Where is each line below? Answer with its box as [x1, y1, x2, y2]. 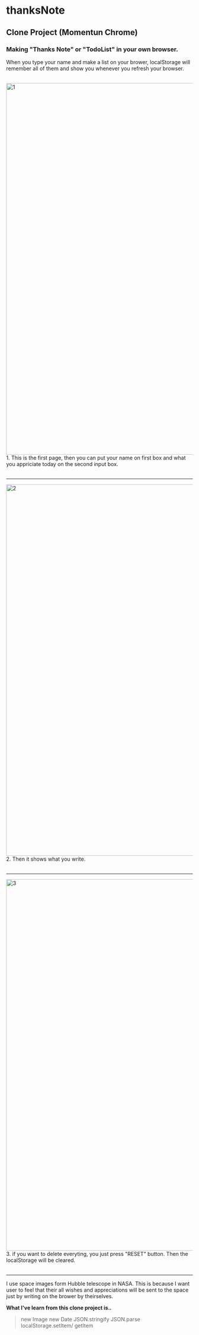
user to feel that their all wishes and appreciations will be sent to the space [6, 1286, 189, 1293]
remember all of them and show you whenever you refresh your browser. [6, 65, 185, 72]
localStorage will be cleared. [6, 1257, 76, 1264]
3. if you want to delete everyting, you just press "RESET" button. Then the [6, 1250, 188, 1257]
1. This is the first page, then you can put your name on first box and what [6, 454, 186, 461]
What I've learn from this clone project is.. [6, 1304, 112, 1311]
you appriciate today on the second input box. [6, 460, 118, 467]
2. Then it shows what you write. [6, 855, 86, 862]
